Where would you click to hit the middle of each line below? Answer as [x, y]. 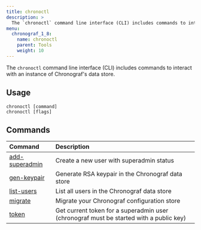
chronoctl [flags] [29, 112]
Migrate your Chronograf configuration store [118, 201]
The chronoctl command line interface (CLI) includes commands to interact [99, 68]
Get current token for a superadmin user [112, 211]
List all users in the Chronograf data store [113, 191]
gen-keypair [27, 178]
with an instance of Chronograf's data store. [61, 74]
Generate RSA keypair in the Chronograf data [119, 174]
